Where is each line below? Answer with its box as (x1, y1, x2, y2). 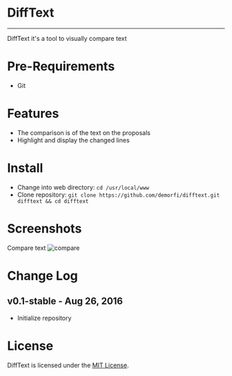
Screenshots (7, 220, 82, 236)
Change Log (7, 268, 78, 283)
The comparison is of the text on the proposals (17, 128, 151, 136)
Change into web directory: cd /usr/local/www (17, 183, 150, 191)
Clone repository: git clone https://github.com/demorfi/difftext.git (17, 190, 220, 199)
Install (7, 161, 43, 176)
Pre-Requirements (7, 59, 115, 74)
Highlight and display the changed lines (17, 136, 130, 144)
